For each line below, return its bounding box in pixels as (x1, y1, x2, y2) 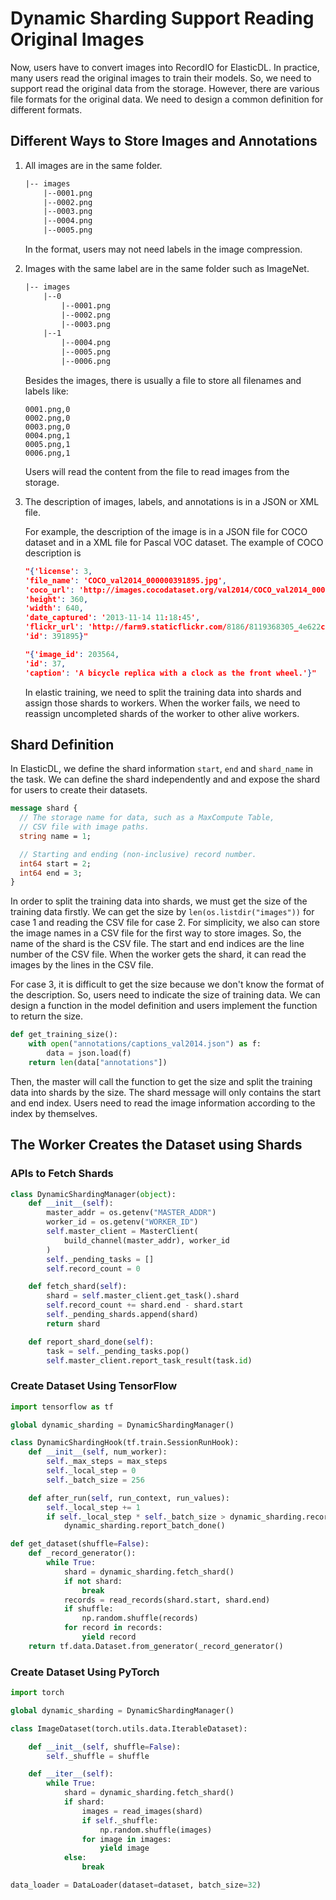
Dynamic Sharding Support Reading (10, 7, 315, 30)
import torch (10, 1688, 65, 1698)
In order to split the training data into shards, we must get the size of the (10, 895, 308, 907)
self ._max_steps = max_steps (46, 1457, 168, 1467)
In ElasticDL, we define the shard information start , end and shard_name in (10, 763, 314, 775)
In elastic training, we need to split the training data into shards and (24, 686, 302, 698)
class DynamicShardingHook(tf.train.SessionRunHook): (10, 1438, 240, 1448)
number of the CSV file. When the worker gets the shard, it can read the (10, 948, 307, 961)
